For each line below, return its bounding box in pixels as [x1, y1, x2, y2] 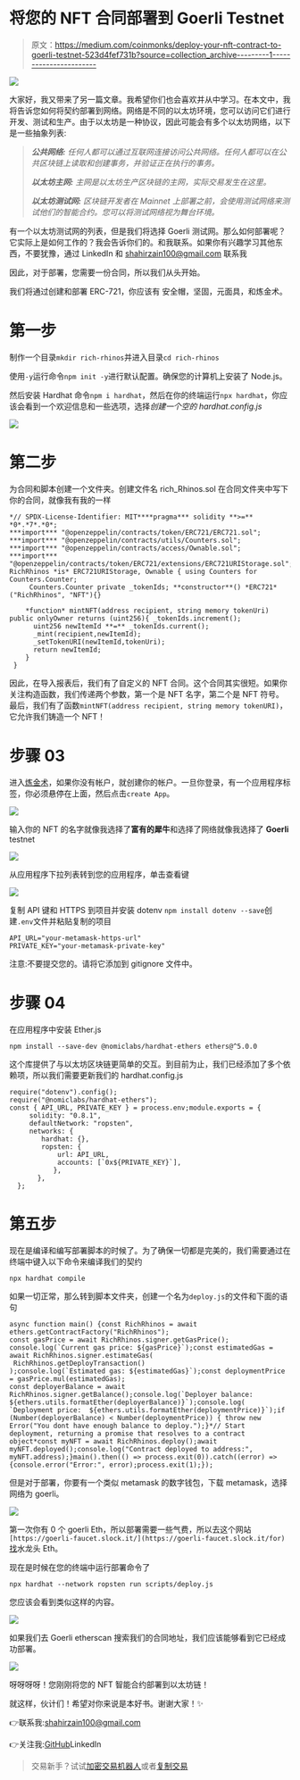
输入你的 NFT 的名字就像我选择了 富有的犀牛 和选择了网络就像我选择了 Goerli [9, 823, 289, 835]
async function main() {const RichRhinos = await [9, 1319, 198, 1328]
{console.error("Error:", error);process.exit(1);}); [9, 1460, 214, 1469]
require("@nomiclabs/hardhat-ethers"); [9, 1095, 158, 1104]
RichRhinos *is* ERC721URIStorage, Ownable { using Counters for [9, 567, 257, 576]
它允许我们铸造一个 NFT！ [9, 711, 105, 721]
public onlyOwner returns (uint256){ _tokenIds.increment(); [9, 613, 242, 623]
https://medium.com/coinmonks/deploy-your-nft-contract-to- [54, 39, 282, 50]
